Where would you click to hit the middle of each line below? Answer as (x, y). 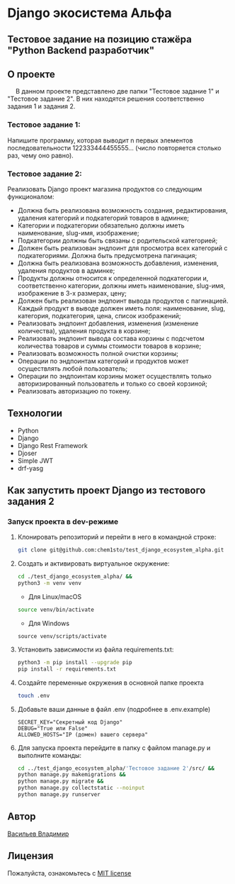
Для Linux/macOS (55, 597)
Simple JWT (35, 460)
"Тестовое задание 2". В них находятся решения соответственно (106, 99)
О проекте (31, 74)
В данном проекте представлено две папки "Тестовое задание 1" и (117, 91)
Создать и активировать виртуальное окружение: (93, 564)
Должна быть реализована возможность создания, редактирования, (122, 210)
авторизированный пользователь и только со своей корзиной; (112, 384)
